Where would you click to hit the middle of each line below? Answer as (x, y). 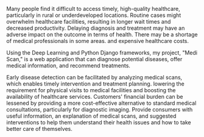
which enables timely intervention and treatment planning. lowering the (95, 84)
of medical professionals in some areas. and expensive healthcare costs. (98, 41)
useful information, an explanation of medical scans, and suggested (91, 116)
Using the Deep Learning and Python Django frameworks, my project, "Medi (102, 53)
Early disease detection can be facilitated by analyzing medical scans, (94, 77)
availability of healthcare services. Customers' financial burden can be (95, 97)
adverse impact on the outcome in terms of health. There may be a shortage (102, 35)
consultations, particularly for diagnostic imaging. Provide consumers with (100, 109)
